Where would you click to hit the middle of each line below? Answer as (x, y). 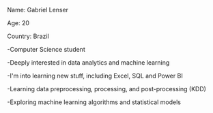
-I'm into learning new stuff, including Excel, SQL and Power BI (95, 76)
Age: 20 (18, 23)
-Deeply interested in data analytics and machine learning (88, 63)
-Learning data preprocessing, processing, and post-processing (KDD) (107, 89)
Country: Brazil (28, 36)
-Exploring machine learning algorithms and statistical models (94, 102)
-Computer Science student (46, 49)
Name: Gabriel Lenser (38, 10)
